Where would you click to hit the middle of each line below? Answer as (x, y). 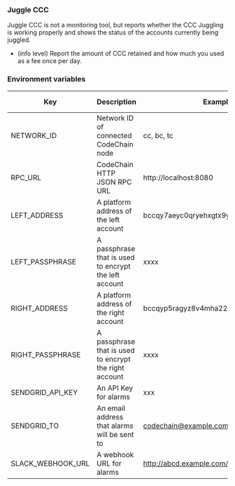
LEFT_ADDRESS (37, 215)
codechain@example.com (186, 426)
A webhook (115, 454)
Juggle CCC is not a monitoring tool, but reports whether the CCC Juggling (115, 25)
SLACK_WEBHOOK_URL (50, 463)
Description (116, 102)
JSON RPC (114, 182)
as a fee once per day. (50, 61)
